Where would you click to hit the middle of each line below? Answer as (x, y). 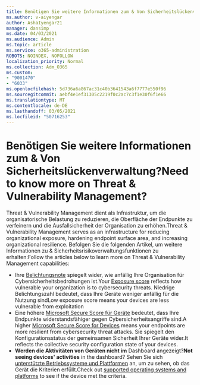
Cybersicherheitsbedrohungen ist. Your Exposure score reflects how (98, 281)
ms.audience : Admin (30, 39)
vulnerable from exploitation (49, 307)
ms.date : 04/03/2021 (32, 34)
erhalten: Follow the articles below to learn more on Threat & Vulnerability (96, 257)
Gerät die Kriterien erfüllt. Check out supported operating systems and (101, 370)
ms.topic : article (29, 45)
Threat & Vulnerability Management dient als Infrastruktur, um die (86, 213)
